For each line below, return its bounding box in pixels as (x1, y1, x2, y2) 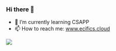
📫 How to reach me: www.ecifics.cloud (14, 25, 110, 32)
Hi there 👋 (6, 5, 35, 13)
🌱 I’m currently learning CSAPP (14, 19, 89, 26)
